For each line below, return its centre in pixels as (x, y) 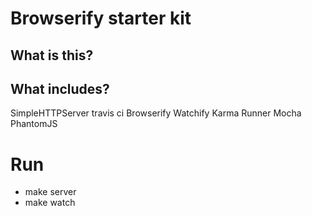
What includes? (60, 88)
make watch (50, 203)
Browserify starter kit (101, 18)
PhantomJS (34, 124)
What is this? (52, 55)
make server (50, 192)
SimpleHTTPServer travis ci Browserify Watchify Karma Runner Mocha (156, 113)
